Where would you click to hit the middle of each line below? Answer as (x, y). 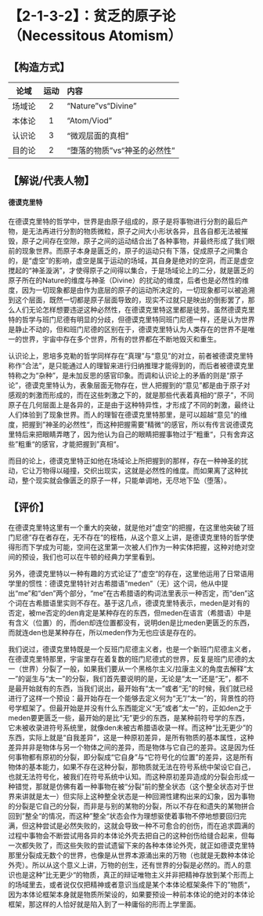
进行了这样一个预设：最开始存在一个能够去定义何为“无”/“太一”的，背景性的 (128, 699)
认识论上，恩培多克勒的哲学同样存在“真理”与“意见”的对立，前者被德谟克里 (127, 356)
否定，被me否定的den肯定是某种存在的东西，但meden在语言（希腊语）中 (126, 613)
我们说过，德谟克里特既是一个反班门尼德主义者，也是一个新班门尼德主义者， (131, 649)
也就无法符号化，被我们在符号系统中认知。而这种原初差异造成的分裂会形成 (128, 777)
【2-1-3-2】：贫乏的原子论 (92, 16)
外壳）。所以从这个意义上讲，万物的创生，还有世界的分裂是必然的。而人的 (126, 865)
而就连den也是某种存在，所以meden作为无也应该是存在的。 (104, 633)
